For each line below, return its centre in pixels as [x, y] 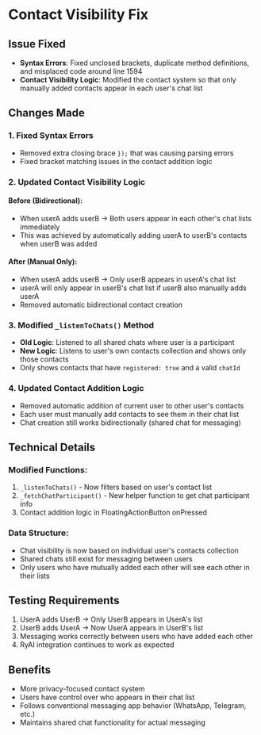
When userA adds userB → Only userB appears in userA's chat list [128, 280]
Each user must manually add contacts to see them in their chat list [129, 414]
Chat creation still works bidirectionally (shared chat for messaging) [130, 423]
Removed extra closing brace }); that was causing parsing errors [127, 153]
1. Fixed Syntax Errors [51, 136]
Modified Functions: [48, 469]
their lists [35, 576]
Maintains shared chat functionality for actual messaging [113, 722]
